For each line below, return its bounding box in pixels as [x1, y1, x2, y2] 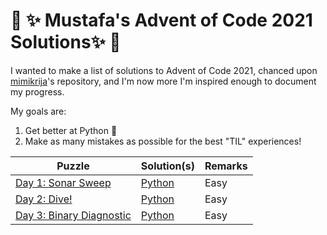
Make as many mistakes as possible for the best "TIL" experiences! [24, 135, 302, 147]
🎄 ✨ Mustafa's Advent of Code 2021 [10, 9, 313, 32]
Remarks [204, 159, 248, 173]
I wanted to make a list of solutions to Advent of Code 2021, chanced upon [10, 64, 318, 76]
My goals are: [10, 105, 67, 117]
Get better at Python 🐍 [24, 124, 118, 136]
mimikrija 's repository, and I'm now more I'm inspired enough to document [10, 75, 317, 87]
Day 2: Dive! [15, 192, 73, 206]
